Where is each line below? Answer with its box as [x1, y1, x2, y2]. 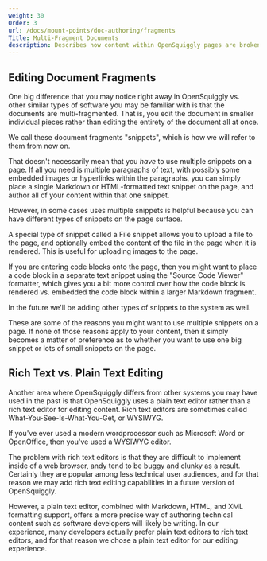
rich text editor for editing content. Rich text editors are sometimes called [8, 404, 248, 414]
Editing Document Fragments [8, 71, 157, 84]
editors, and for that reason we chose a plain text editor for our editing [8, 535, 238, 545]
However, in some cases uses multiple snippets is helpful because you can [8, 205, 253, 215]
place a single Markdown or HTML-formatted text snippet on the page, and [8, 181, 254, 191]
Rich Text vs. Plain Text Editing [8, 367, 164, 380]
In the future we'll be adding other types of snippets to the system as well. [8, 302, 251, 312]
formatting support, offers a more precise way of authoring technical [8, 510, 233, 520]
